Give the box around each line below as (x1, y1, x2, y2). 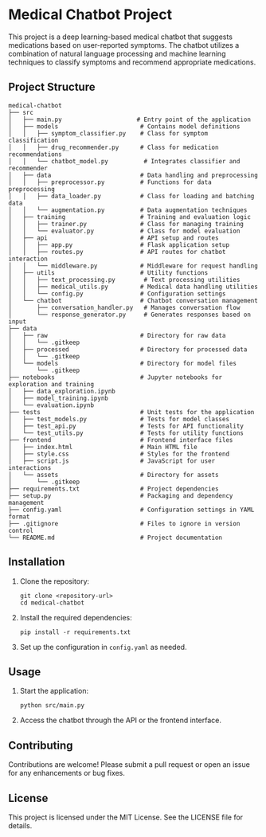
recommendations (8, 150, 62, 158)
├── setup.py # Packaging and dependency (8, 491, 233, 499)
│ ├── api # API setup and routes (8, 233, 219, 242)
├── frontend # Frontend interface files (8, 436, 233, 444)
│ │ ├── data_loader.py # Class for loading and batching (8, 192, 255, 200)
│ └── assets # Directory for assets (8, 471, 219, 479)
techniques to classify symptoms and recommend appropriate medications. (8, 57, 256, 67)
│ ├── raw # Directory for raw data (8, 331, 226, 339)
